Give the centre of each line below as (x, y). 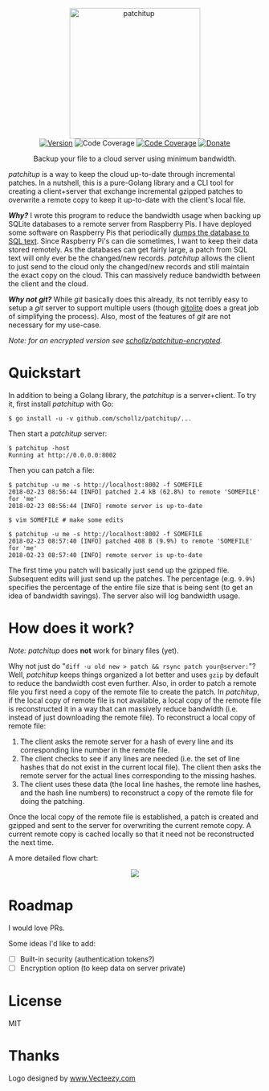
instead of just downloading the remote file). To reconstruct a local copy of (132, 717)
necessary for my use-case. (55, 325)
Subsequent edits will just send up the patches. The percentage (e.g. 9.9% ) (132, 578)
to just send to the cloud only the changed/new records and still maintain (129, 267)
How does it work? (71, 628)
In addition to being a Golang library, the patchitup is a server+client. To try (132, 395)
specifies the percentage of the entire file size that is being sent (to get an (130, 587)
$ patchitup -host (39, 448)
